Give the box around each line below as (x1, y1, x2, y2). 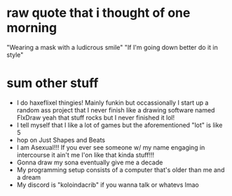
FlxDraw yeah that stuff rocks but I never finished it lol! (16, 113, 175, 122)
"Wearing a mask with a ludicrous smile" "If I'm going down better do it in (6, 43, 218, 51)
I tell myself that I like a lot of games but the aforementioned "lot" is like (16, 121, 223, 129)
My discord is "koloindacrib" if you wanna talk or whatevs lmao (16, 181, 199, 189)
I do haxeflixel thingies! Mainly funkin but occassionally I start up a (16, 98, 209, 107)
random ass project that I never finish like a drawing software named (16, 105, 215, 114)
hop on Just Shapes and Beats (16, 136, 106, 144)
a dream (16, 173, 41, 181)
